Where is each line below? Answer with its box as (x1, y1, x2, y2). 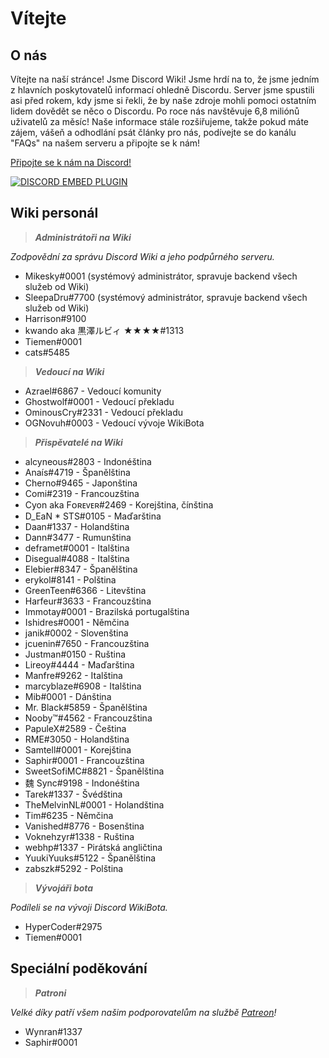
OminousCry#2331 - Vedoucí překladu (24, 406, 184, 418)
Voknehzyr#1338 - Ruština (24, 830, 135, 842)
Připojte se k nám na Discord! (10, 157, 132, 168)
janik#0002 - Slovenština (24, 627, 129, 639)
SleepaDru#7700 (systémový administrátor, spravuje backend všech (24, 291, 308, 303)
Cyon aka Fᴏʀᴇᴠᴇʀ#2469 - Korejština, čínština (24, 498, 214, 511)
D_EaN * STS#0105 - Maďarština (24, 510, 162, 522)
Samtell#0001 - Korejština (24, 743, 132, 756)
